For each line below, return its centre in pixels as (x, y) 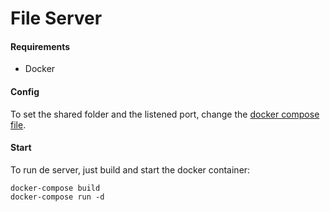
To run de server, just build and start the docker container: (130, 169)
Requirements (40, 46)
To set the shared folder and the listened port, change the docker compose (165, 114)
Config (25, 91)
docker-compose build (55, 188)
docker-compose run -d (57, 197)
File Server (56, 18)
